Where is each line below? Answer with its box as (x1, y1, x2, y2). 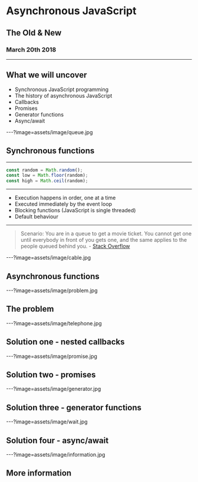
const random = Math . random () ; (6, 167, 83, 173)
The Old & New (6, 28, 62, 38)
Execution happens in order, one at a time (14, 194, 116, 202)
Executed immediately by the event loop (14, 200, 113, 208)
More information (6, 468, 72, 478)
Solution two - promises (6, 370, 96, 380)
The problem (6, 304, 54, 314)
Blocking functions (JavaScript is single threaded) (14, 207, 136, 214)
